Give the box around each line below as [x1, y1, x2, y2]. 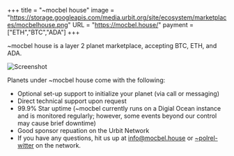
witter [17, 141, 35, 149]
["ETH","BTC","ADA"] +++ [7, 28, 80, 36]
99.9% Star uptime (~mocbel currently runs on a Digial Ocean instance [17, 104, 221, 112]
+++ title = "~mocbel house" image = [7, 6, 115, 14]
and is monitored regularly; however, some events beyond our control [17, 111, 217, 120]
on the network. [36, 141, 81, 149]
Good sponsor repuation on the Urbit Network [17, 127, 150, 134]
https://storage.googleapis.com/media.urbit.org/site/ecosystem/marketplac [10, 13, 227, 22]
